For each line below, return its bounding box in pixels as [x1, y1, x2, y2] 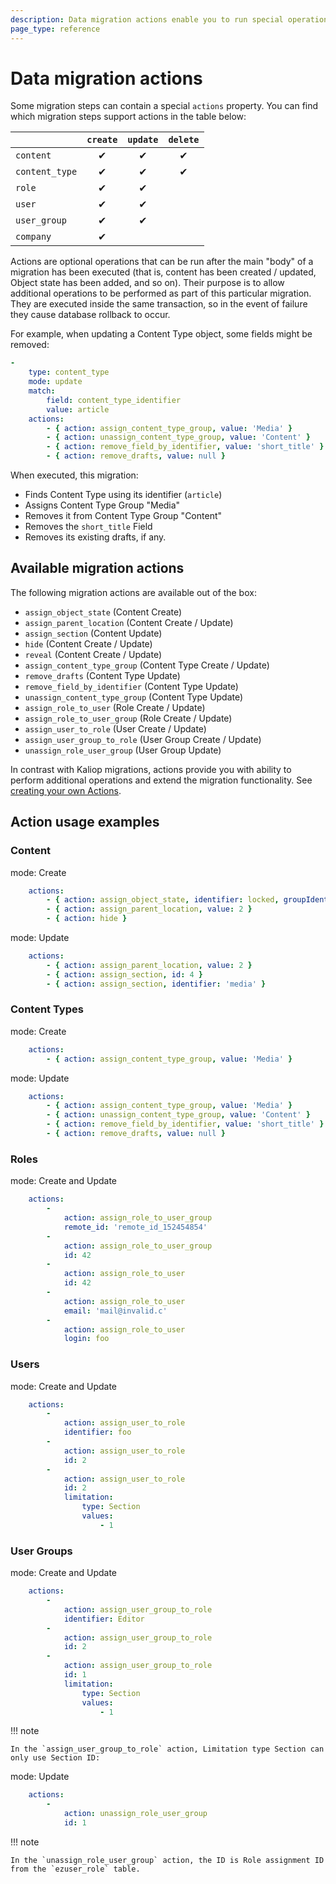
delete [168, 134, 200, 146]
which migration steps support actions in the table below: [10, 111, 247, 123]
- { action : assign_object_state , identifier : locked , [46, 895, 280, 905]
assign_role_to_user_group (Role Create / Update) [24, 712, 233, 724]
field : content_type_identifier [46, 395, 182, 405]
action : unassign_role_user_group [63, 1809, 208, 1819]
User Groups [10, 1544, 73, 1558]
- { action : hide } [46, 914, 128, 924]
